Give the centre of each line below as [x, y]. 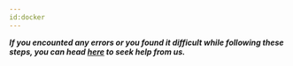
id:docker [27, 17]
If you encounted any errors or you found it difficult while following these [147, 42]
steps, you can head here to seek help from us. [97, 51]
